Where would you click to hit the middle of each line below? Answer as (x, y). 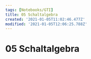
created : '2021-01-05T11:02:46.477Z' (45, 19)
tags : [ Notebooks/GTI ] (29, 10)
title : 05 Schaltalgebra (32, 15)
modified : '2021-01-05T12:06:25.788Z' (46, 24)
